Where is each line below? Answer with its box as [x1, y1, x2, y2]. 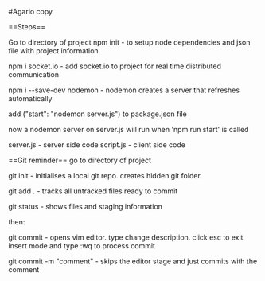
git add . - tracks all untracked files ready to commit [8, 186, 178, 196]
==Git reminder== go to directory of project [8, 155, 152, 165]
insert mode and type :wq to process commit [8, 241, 155, 250]
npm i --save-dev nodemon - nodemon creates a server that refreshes [8, 85, 240, 95]
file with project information [8, 46, 99, 55]
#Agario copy [8, 7, 53, 16]
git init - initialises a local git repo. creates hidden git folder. [8, 171, 203, 180]
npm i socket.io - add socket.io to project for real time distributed [8, 61, 221, 71]
